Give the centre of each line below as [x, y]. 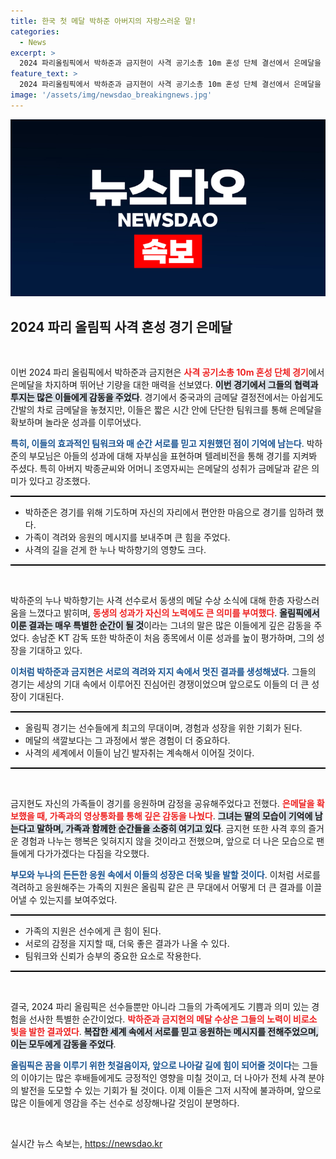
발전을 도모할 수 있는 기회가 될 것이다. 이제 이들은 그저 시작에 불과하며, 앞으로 [171, 1091]
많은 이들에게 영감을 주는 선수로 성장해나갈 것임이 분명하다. [125, 1103]
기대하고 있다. [55, 651]
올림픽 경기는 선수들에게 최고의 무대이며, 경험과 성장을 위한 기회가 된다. [163, 728]
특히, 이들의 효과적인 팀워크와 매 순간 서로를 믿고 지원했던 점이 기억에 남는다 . [157, 444]
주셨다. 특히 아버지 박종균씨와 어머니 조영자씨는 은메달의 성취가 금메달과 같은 [160, 469]
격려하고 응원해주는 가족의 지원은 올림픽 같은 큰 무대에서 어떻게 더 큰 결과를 [157, 887]
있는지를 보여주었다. [78, 900]
